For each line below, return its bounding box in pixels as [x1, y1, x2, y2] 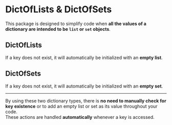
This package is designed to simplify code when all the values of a [5, 20, 147, 27]
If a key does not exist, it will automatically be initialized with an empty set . [5, 83, 163, 89]
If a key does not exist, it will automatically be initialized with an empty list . [5, 54, 163, 60]
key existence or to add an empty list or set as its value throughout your [5, 103, 158, 109]
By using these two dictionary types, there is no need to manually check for [5, 97, 166, 103]
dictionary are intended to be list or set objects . [5, 26, 111, 32]
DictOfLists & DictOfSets [5, 4, 112, 15]
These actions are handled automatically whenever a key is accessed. [5, 114, 155, 120]
